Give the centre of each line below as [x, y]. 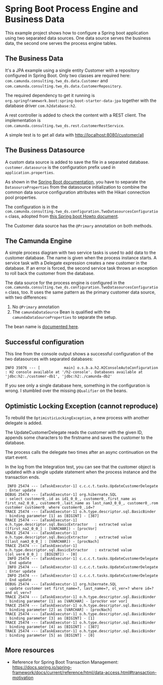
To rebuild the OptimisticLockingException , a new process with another [77, 418]
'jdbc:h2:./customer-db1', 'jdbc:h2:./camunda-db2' [59, 376]
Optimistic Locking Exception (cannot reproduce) [82, 406]
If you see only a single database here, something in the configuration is [78, 386]
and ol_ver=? [18, 593]
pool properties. [21, 197]
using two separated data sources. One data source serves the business [78, 38]
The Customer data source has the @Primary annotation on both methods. [79, 226]
